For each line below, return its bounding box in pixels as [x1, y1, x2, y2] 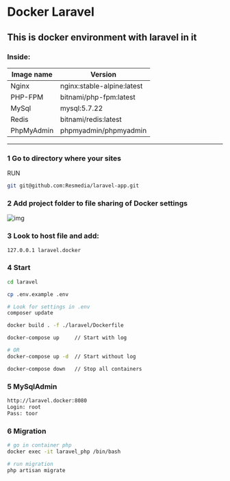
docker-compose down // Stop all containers [7, 365, 142, 372]
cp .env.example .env [7, 291, 69, 298]
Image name [11, 69, 53, 79]
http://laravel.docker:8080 [7, 397, 88, 404]
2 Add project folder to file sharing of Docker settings [7, 198, 188, 208]
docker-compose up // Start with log [7, 334, 127, 341]
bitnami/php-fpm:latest [60, 92, 136, 101]
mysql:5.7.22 [60, 103, 103, 113]
